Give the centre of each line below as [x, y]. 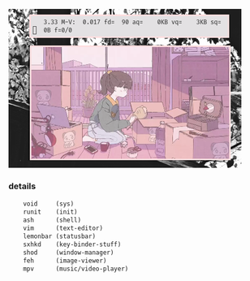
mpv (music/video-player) [76, 269]
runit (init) [51, 212]
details [22, 186]
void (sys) [49, 204]
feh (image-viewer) [65, 261]
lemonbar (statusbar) [59, 236]
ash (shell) [52, 220]
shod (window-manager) [69, 253]
